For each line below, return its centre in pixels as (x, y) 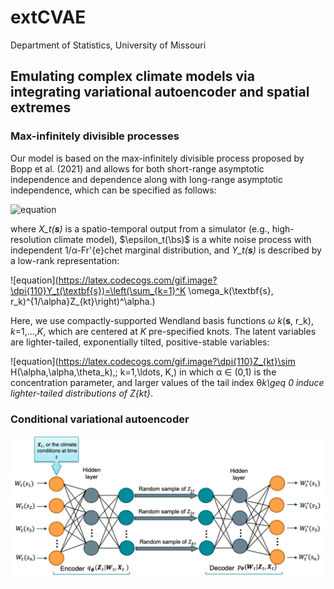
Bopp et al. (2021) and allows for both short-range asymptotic (137, 168)
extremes (41, 107)
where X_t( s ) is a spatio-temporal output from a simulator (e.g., (140, 228)
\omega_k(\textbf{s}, (231, 290)
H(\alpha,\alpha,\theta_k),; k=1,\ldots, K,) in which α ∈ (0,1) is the (143, 372)
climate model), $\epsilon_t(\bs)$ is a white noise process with (182, 239)
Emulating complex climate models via (132, 76)
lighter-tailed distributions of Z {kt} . (82, 393)
